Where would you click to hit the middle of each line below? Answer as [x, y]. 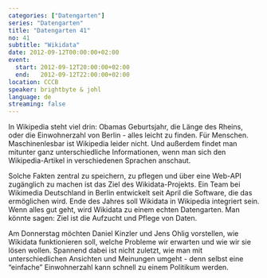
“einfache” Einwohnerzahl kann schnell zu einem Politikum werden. [118, 268]
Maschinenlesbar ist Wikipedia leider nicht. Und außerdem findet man [123, 144]
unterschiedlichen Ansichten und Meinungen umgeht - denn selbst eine [126, 259]
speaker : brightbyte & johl [55, 89]
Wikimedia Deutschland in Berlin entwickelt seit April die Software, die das [130, 193]
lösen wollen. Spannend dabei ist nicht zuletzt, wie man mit [106, 250]
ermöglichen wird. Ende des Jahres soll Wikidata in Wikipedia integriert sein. [134, 201]
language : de [30, 97]
